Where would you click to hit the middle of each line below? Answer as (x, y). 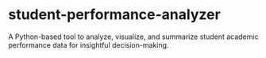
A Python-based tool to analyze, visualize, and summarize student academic (133, 37)
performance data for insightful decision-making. (89, 44)
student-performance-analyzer (114, 15)
